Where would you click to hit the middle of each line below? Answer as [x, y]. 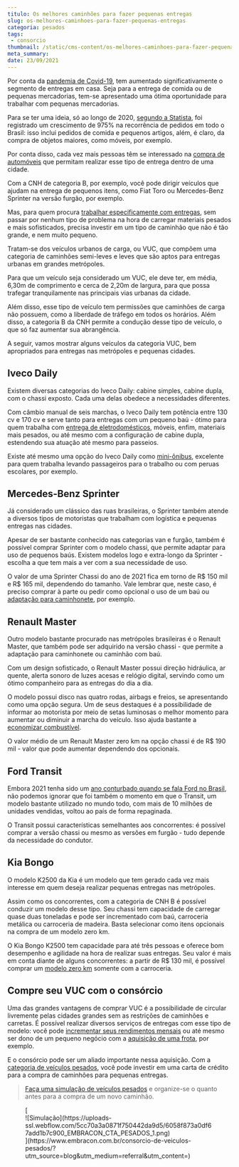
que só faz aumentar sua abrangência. [64, 329]
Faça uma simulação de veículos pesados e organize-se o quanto [121, 1088]
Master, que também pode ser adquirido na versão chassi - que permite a [115, 646]
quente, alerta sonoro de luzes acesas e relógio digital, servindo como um [116, 676]
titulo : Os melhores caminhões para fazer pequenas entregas [100, 14]
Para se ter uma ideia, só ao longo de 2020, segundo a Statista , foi [105, 117]
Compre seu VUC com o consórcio [85, 991]
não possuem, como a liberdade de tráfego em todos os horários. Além [112, 314]
